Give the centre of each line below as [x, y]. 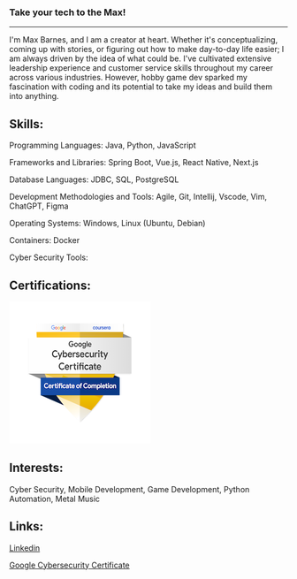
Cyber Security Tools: [49, 257]
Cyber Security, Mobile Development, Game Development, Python [129, 489]
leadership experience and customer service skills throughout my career [141, 68]
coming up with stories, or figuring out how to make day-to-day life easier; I [147, 50]
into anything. [34, 96]
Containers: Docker [45, 240]
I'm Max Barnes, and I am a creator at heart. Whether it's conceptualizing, [144, 40]
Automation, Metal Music [54, 499]
